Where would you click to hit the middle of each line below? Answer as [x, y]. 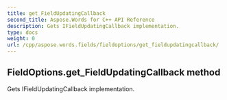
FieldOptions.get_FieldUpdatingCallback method [114, 72]
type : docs [23, 32]
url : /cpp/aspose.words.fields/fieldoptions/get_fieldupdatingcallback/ [113, 45]
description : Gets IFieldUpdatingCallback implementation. [93, 26]
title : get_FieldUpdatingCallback [57, 13]
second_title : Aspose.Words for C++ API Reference [81, 20]
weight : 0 [21, 39]
